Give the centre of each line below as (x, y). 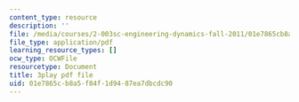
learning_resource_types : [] (63, 51)
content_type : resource (53, 17)
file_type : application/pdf (61, 42)
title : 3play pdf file (51, 75)
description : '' (39, 26)
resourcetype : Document (53, 67)
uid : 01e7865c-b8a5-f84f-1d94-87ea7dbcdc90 (91, 83)
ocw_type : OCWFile (43, 59)
